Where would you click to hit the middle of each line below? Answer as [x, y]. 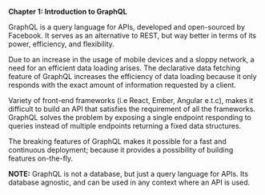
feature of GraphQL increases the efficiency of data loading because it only [133, 76]
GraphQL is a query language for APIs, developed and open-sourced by [127, 27]
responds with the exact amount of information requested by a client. [122, 85]
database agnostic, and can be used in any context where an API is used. [129, 182]
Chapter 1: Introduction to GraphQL [68, 12]
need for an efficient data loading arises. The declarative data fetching [124, 68]
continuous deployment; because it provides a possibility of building [121, 150]
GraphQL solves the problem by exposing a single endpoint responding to [130, 117]
